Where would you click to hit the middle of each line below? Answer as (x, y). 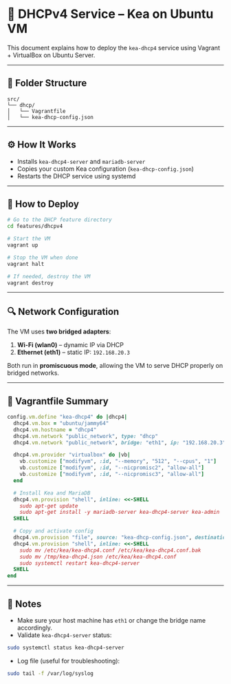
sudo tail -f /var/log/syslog (51, 673)
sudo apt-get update (49, 506)
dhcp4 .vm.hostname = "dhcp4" (55, 430)
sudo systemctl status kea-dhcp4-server (66, 647)
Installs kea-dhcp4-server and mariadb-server (81, 161)
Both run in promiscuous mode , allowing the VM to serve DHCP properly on (115, 366)
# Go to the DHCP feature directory (59, 220)
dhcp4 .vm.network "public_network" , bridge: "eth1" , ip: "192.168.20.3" (120, 443)
